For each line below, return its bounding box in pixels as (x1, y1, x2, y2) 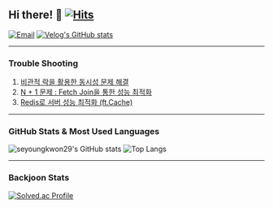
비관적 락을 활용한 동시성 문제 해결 (19, 77, 129, 87)
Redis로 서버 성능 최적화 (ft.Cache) (19, 97, 133, 107)
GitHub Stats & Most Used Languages (8, 126, 160, 137)
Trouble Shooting (8, 58, 79, 69)
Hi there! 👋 (8, 8, 63, 22)
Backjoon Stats (8, 172, 70, 184)
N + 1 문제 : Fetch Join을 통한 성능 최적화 (19, 87, 153, 97)
